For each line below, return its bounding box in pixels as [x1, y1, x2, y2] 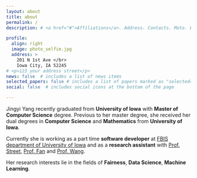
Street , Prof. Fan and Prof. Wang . [6, 148, 86, 155]
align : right [11, 41, 43, 47]
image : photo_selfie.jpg [11, 46, 72, 53]
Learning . [6, 165, 30, 172]
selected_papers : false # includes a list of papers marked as [6, 79, 164, 85]
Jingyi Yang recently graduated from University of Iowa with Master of [6, 106, 179, 112]
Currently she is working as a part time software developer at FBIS [6, 135, 168, 142]
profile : [6, 36, 28, 41]
